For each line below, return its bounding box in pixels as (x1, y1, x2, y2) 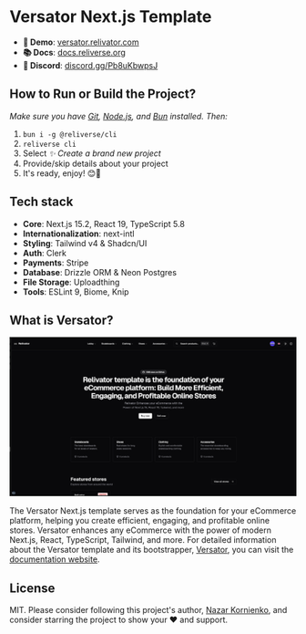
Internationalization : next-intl (22, 228, 135, 239)
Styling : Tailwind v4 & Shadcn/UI (22, 237, 148, 248)
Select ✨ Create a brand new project (22, 148, 161, 159)
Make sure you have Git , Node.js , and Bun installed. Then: (9, 110, 228, 121)
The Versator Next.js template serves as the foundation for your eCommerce (9, 505, 297, 516)
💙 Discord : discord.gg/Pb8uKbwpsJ (22, 59, 158, 70)
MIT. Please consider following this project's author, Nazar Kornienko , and (9, 605, 288, 616)
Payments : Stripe (22, 257, 89, 268)
